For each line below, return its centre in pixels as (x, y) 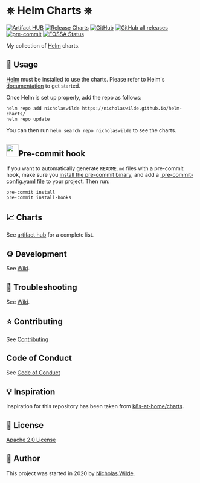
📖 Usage (22, 65)
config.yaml (21, 181)
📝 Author (23, 459)
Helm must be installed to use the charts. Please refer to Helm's (85, 79)
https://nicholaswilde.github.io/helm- (132, 108)
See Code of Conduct (33, 373)
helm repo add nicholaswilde (43, 108)
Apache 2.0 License (31, 440)
